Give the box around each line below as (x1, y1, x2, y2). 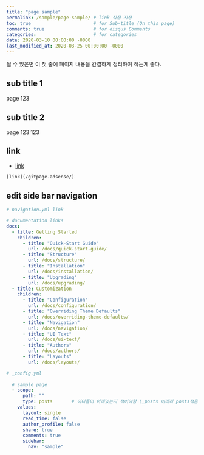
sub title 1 (6, 79, 44, 89)
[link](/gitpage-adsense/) (6, 174, 75, 180)
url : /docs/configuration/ (28, 303, 97, 309)
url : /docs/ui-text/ (28, 336, 80, 343)
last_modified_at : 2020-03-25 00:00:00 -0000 (6, 43, 123, 49)
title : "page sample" (6, 9, 61, 15)
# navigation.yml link (6, 206, 64, 213)
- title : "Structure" (22, 252, 78, 258)
